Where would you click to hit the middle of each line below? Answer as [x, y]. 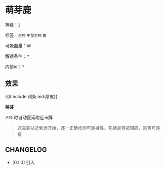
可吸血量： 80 [18, 45]
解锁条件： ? [17, 56]
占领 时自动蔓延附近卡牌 [29, 117]
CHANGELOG [26, 150]
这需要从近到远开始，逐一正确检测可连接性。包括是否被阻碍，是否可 [86, 128]
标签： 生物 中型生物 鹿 [26, 35]
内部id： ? [15, 67]
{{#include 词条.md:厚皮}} [31, 96]
